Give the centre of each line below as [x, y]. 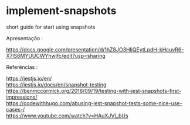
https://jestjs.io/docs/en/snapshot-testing [56, 84]
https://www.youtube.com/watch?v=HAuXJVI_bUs [67, 116]
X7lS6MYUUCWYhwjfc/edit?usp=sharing [56, 55]
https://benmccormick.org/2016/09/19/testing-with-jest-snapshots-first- [94, 91]
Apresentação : [25, 38]
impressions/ [22, 97]
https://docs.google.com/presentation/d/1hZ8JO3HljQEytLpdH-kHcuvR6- [95, 49]
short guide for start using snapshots [51, 27]
